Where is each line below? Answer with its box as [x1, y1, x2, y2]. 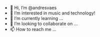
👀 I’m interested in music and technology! [9, 10, 95, 16]
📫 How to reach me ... [9, 26, 56, 32]
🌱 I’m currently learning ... [9, 15, 63, 21]
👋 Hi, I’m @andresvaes [9, 5, 57, 10]
